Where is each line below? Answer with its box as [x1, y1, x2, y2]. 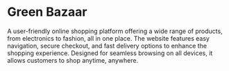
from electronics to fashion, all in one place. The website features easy [7, 34, 210, 42]
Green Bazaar [7, 4, 87, 20]
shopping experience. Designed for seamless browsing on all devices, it [7, 49, 213, 57]
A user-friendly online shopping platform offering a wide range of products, [7, 27, 223, 35]
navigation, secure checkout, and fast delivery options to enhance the [7, 41, 207, 50]
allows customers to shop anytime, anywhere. [7, 56, 139, 64]
